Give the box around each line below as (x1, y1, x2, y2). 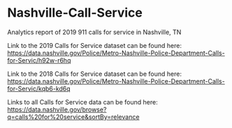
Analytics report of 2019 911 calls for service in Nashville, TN (7, 28, 182, 36)
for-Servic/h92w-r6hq (7, 56, 71, 64)
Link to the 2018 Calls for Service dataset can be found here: (7, 70, 182, 78)
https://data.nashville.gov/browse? (7, 105, 107, 113)
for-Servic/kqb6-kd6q (7, 84, 71, 93)
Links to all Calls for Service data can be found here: (7, 97, 159, 106)
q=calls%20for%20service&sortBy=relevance (7, 113, 140, 121)
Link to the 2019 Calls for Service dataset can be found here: (7, 41, 182, 49)
